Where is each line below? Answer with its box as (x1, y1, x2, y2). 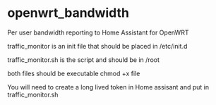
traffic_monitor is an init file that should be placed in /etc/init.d (7, 42, 188, 50)
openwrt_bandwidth (7, 5, 129, 21)
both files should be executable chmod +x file (7, 69, 140, 78)
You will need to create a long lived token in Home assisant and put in (7, 82, 210, 91)
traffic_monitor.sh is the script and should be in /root (7, 55, 160, 64)
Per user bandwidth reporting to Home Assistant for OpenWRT (7, 28, 189, 37)
